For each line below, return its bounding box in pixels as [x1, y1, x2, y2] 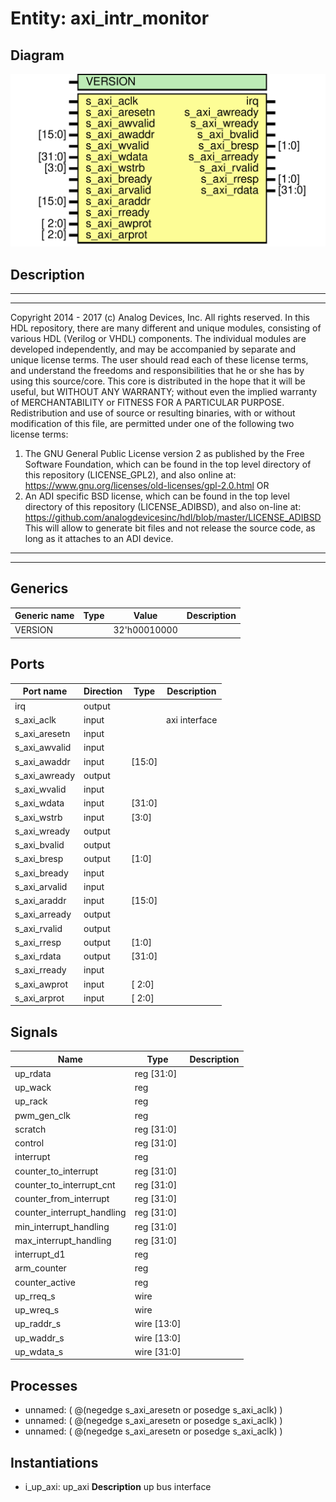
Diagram [10, 47, 65, 64]
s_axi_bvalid [14, 839, 65, 851]
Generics [10, 580, 69, 597]
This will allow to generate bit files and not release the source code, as [24, 522, 316, 534]
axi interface [166, 713, 218, 726]
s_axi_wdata [14, 797, 65, 809]
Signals [10, 1023, 58, 1041]
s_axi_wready [14, 825, 71, 837]
